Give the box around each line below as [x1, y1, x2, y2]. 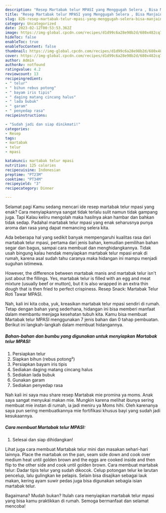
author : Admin [5, 58, 35, 63]
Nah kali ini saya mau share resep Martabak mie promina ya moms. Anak [5, 391, 153, 398]
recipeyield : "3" [5, 181, 41, 186]
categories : [5, 127, 30, 131]
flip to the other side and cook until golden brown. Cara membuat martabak [5, 462, 159, 468]
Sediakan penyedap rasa [12, 382, 63, 388]
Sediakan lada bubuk [12, 372, 55, 378]
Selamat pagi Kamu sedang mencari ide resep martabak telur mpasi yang [5, 204, 155, 210]
